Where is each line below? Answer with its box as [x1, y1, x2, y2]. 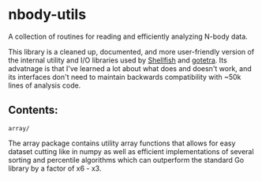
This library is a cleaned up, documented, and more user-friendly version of [8, 47, 255, 56]
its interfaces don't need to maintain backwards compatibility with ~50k [8, 72, 241, 81]
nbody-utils [8, 6, 87, 24]
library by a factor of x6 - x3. [8, 164, 102, 173]
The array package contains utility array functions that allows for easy [8, 138, 236, 148]
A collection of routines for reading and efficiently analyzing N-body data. [8, 32, 249, 41]
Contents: [8, 104, 58, 117]
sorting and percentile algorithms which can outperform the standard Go [8, 155, 245, 164]
